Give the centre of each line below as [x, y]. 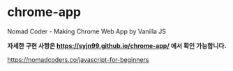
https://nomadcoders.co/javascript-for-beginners [78, 59]
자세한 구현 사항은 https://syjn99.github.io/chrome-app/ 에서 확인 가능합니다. [117, 45]
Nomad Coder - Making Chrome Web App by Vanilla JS [87, 31]
